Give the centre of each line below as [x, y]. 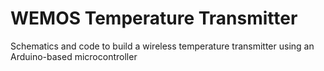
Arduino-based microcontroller [74, 56]
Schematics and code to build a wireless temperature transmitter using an [162, 46]
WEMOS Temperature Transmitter [154, 18]
